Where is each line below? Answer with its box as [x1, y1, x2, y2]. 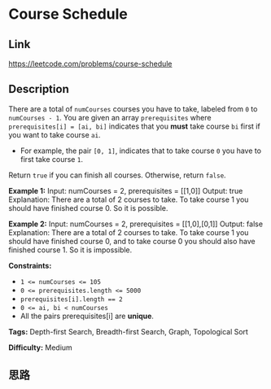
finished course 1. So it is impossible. [8, 245, 133, 255]
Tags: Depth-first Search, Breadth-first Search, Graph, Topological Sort [8, 326, 248, 336]
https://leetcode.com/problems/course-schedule [8, 59, 173, 68]
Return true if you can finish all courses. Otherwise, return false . [8, 170, 226, 180]
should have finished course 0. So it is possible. [8, 203, 168, 212]
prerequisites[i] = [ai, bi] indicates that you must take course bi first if [8, 121, 260, 131]
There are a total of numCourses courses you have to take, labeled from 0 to [8, 103, 258, 114]
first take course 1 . [20, 154, 84, 164]
